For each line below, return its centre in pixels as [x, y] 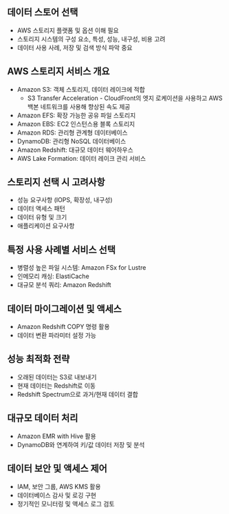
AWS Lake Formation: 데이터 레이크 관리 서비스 [81, 158]
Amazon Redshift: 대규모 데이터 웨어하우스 [75, 150]
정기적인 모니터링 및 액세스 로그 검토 [66, 504]
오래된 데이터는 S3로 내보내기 [57, 377]
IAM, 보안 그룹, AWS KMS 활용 [59, 486]
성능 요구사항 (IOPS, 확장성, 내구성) [65, 200]
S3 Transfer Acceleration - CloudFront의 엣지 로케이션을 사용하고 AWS [125, 98]
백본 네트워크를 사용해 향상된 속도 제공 [79, 106]
